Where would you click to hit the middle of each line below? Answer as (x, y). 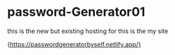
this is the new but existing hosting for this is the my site (88, 31)
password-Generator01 (76, 12)
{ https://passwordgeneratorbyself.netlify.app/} (74, 44)
